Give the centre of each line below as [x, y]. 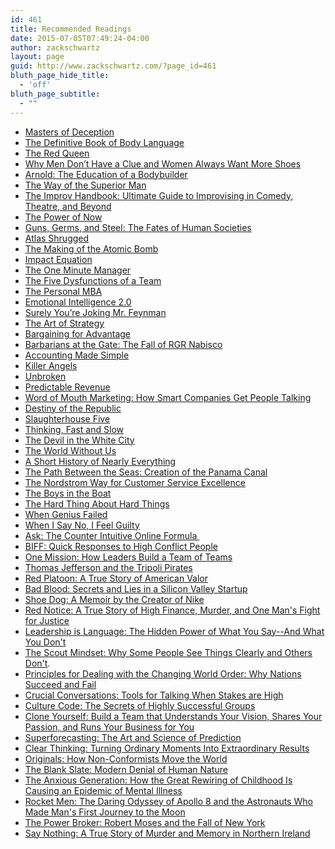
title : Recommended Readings [71, 29]
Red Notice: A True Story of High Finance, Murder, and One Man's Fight [172, 610]
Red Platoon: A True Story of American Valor [116, 578]
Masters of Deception [69, 132]
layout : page [37, 57]
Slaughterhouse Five [67, 418]
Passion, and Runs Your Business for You [109, 727]
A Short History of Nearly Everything [100, 461]
